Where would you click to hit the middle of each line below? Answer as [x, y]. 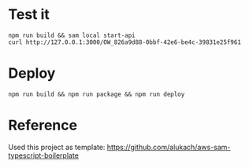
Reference [43, 125]
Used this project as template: [57, 147]
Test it [29, 15]
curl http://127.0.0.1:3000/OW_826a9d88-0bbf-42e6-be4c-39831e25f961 [125, 42]
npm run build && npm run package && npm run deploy [97, 94]
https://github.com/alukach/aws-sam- [169, 147]
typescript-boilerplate [43, 155]
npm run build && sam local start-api [72, 35]
